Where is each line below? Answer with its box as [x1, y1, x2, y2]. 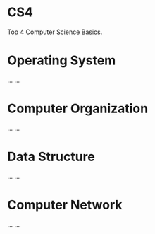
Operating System [7, 52, 116, 69]
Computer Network [7, 197, 123, 213]
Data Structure [7, 149, 95, 165]
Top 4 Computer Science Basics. [7, 28, 103, 36]
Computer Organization [7, 100, 149, 117]
